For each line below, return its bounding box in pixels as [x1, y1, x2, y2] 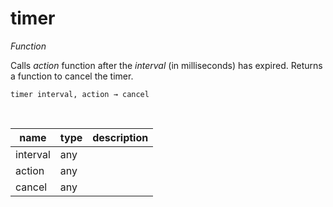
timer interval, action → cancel [10, 89, 150, 99]
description [92, 130, 149, 144]
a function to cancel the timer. [10, 70, 134, 82]
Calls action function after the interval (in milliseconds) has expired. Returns [10, 59, 323, 71]
